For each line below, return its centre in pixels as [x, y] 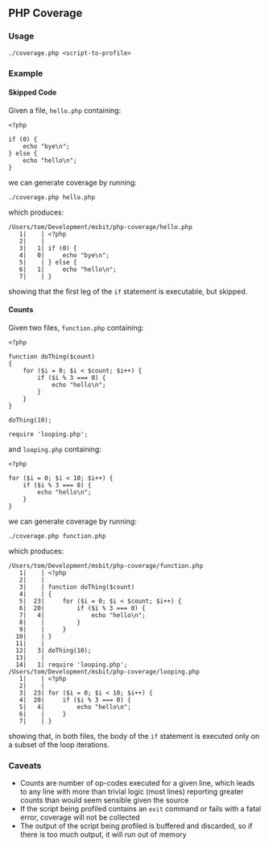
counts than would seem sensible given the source [104, 800]
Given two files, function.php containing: [76, 328]
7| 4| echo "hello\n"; [83, 615]
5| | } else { [48, 262]
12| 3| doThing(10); [54, 651]
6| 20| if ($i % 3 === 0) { [83, 608]
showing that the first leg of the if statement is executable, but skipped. [128, 291]
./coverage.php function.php [57, 536]
